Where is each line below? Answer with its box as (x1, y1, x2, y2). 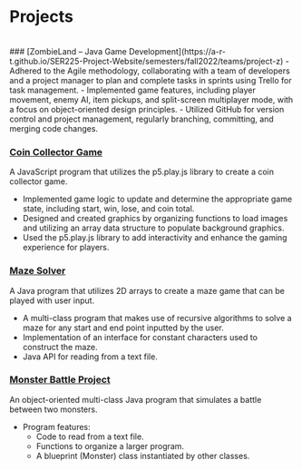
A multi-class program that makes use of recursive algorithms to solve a (22, 312, 292, 323)
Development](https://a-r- (128, 45, 227, 56)
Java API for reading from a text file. (22, 351, 159, 362)
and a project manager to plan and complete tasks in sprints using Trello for (9, 74, 292, 85)
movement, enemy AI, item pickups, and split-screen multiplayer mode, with (9, 93, 294, 105)
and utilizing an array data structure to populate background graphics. (22, 222, 285, 233)
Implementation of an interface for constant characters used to (22, 331, 258, 342)
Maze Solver (9, 265, 66, 278)
